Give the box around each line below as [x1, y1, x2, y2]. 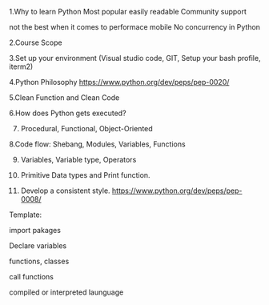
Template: [9, 210, 42, 219]
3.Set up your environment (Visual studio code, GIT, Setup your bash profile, [9, 54, 261, 62]
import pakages [9, 226, 61, 235]
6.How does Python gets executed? [9, 108, 126, 118]
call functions [9, 272, 54, 281]
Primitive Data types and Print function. [20, 171, 151, 179]
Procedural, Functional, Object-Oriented [20, 124, 153, 133]
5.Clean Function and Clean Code [9, 93, 120, 102]
